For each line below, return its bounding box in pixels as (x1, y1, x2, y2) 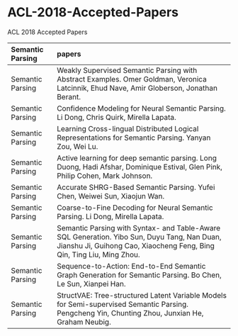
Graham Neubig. (56, 317, 111, 327)
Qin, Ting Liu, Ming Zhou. (56, 250, 140, 259)
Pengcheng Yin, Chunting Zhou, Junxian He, (56, 308, 204, 318)
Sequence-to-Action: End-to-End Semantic (56, 261, 206, 271)
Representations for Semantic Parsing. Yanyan (56, 133, 211, 142)
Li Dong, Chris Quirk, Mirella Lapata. (56, 112, 177, 122)
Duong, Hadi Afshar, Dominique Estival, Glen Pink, (56, 162, 223, 172)
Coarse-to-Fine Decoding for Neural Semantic (56, 203, 214, 213)
